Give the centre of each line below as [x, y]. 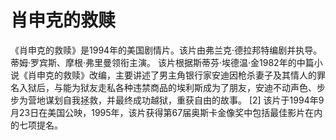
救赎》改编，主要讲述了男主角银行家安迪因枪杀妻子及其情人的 [189, 75]
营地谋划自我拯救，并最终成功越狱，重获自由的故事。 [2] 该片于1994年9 [176, 100]
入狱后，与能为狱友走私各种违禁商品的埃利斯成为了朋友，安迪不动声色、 [167, 87]
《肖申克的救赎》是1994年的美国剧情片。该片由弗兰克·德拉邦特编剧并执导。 [166, 50]
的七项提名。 [36, 125]
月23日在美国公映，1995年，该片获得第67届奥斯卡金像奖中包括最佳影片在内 [166, 112]
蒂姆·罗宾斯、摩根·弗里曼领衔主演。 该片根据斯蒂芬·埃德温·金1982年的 [153, 62]
